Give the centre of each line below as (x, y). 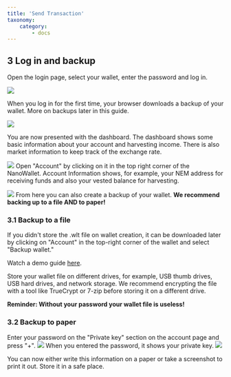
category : (34, 26)
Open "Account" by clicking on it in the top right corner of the (103, 166)
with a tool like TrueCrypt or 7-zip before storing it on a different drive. (107, 291)
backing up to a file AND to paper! (56, 202)
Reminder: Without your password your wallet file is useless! (96, 305)
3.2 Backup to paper (42, 323)
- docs (41, 33)
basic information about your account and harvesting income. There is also (113, 145)
